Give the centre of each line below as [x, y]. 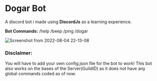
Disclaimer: [19, 53]
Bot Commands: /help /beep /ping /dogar [47, 31]
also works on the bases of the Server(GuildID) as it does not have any [75, 68]
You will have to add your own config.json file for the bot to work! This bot [78, 64]
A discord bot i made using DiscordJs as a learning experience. [68, 22]
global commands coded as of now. [41, 74]
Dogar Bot [26, 8]
